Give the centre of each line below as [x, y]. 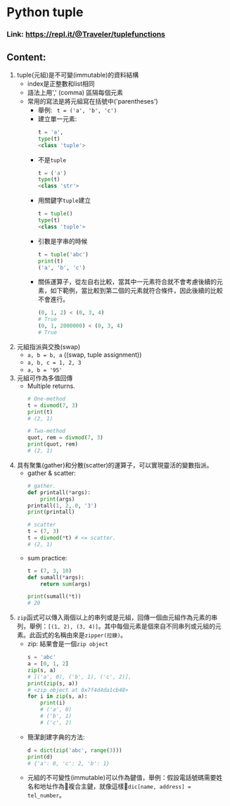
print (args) [58, 499]
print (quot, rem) [53, 444]
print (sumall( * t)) [54, 597]
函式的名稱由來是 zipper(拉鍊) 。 [81, 635]
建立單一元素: [57, 119]
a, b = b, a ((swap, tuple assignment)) [84, 354]
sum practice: [47, 558]
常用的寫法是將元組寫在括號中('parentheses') [93, 101]
